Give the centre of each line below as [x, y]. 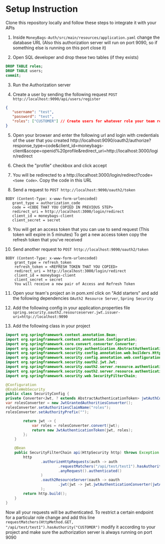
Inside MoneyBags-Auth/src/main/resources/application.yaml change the [86, 37]
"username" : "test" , [33, 112]
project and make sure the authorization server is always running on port [79, 532]
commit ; [13, 75]
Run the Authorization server [42, 85]
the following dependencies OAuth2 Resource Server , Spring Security [83, 298]
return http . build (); [45, 493]
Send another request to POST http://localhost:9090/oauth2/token [81, 249]
